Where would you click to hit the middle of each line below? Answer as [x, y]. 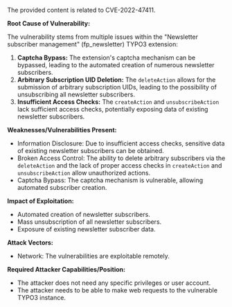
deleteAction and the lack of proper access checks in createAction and [119, 165]
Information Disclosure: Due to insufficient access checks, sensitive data [121, 143]
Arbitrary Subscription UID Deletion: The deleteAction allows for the [116, 80]
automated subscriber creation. [62, 187]
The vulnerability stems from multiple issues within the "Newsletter [103, 37]
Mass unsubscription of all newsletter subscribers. [89, 222]
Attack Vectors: [30, 243]
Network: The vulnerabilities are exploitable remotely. [93, 256]
